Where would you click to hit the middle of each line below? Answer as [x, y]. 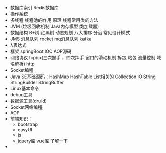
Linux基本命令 [25, 88]
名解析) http [22, 64]
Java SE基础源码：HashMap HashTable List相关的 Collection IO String [83, 76]
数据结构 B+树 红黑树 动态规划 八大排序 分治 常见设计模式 [70, 32]
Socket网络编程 [26, 107]
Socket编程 [22, 70]
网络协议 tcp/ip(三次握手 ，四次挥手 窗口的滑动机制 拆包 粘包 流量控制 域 [86, 58]
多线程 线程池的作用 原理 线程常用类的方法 [54, 20]
